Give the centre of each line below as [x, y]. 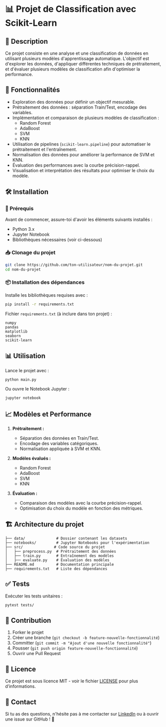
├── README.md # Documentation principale [59, 564]
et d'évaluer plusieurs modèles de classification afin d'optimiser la [73, 69]
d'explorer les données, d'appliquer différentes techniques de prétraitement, [83, 64]
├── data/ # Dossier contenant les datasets [66, 538]
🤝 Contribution [28, 620]
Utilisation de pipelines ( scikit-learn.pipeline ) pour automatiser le [82, 144]
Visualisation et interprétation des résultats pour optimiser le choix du [83, 170]
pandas [12, 327]
